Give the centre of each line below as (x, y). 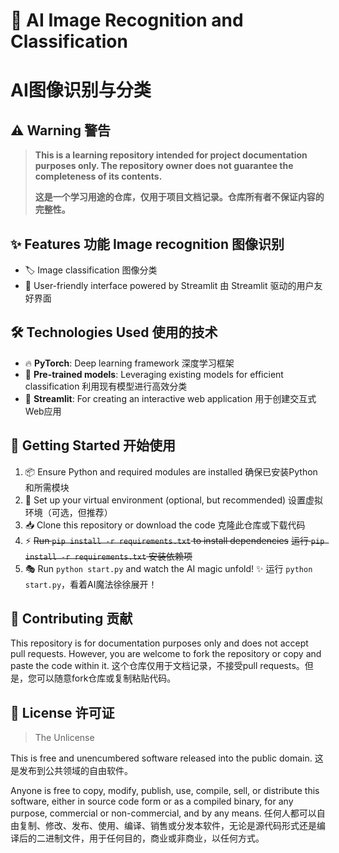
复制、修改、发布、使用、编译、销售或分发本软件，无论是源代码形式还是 (167, 826)
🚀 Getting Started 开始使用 (93, 445)
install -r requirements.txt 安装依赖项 (108, 556)
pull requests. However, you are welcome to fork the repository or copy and (166, 654)
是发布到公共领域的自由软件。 (71, 771)
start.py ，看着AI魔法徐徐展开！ (91, 584)
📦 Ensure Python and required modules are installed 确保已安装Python (171, 471)
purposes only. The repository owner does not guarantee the (164, 166)
